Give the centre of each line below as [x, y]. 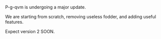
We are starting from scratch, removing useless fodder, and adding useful [81, 17]
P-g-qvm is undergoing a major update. [45, 7]
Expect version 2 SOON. [30, 31]
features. [14, 22]
